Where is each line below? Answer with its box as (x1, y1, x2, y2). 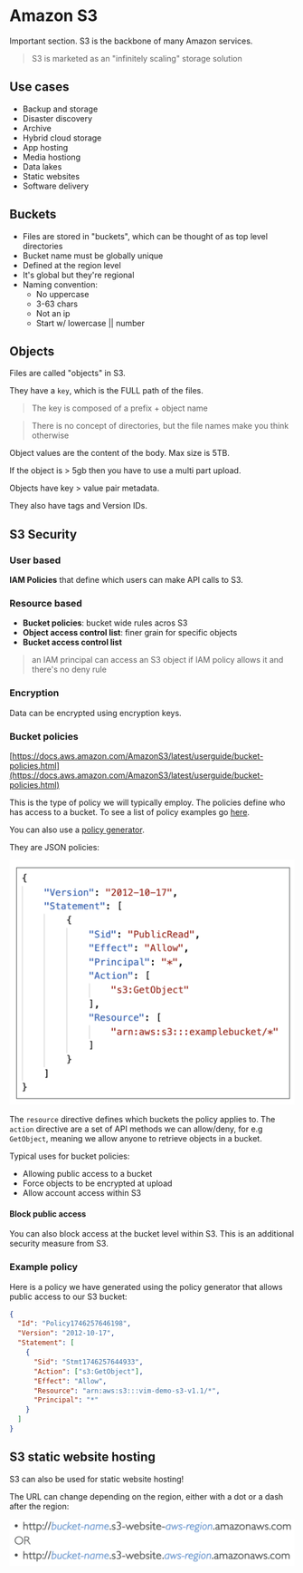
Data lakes (22, 160, 62, 172)
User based (9, 554, 62, 567)
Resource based (9, 597, 83, 609)
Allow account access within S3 (22, 1188, 142, 1199)
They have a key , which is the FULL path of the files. (9, 385, 204, 396)
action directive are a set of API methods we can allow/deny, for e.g (9, 1123, 263, 1134)
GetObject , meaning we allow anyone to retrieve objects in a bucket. (9, 1133, 262, 1144)
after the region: (9, 1500, 70, 1511)
